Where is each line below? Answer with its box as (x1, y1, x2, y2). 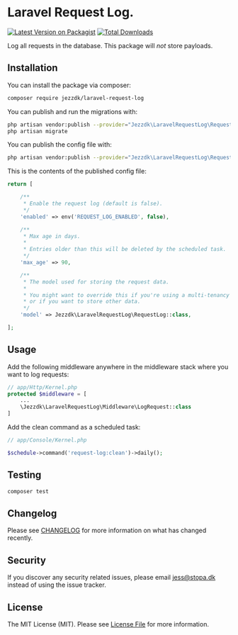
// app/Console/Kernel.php (7, 437, 87, 444)
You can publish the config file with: (7, 140, 112, 149)
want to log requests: (7, 370, 69, 378)
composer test (7, 488, 50, 495)
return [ (7, 181, 33, 188)
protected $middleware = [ (7, 390, 87, 398)
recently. (7, 534, 33, 542)
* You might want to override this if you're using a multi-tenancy (23, 291, 230, 298)
